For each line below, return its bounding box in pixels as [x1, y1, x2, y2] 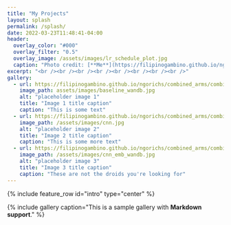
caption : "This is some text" [19, 106, 107, 113]
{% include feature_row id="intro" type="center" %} [7, 189, 155, 197]
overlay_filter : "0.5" [13, 49, 78, 56]
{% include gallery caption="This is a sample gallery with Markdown [7, 203, 202, 211]
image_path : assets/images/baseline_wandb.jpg [19, 87, 155, 94]
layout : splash [7, 17, 51, 23]
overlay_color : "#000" [13, 42, 78, 49]
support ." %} [7, 210, 45, 218]
